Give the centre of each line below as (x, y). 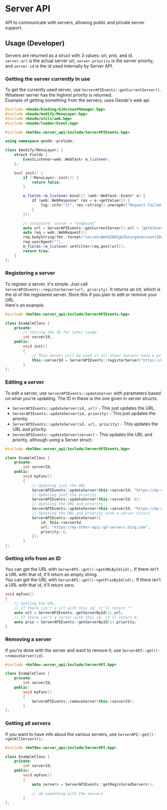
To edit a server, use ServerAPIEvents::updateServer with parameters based (83, 393)
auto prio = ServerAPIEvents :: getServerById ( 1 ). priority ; (75, 622)
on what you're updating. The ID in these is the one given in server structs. (82, 398)
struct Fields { (31, 155)
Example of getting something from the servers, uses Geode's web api (78, 101)
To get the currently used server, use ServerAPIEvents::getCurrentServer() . (83, 90)
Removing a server (28, 639)
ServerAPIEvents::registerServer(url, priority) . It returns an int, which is (83, 289)
